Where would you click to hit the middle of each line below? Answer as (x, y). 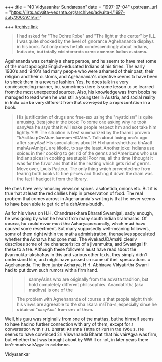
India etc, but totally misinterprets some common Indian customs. (82, 52)
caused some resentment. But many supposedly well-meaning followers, (78, 229)
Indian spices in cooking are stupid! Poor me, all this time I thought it (85, 158)
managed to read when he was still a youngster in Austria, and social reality (80, 97)
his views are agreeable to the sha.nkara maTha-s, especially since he (87, 304)
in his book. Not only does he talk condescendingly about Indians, (82, 46)
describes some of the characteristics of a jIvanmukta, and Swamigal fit (76, 244)
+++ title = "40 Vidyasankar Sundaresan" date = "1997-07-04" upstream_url (81, 7)
